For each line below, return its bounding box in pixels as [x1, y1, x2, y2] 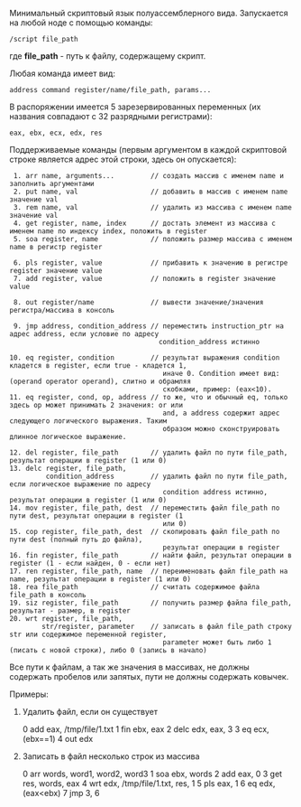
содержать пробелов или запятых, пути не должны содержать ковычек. [9, 671, 289, 681]
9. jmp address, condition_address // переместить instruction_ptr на [13, 322, 284, 331]
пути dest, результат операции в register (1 [9, 511, 183, 521]
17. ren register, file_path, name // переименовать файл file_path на [9, 567, 288, 576]
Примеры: [9, 689, 50, 699]
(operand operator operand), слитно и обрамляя [9, 377, 192, 386]
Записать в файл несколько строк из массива [22, 751, 200, 762]
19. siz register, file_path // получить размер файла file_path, [9, 598, 293, 607]
